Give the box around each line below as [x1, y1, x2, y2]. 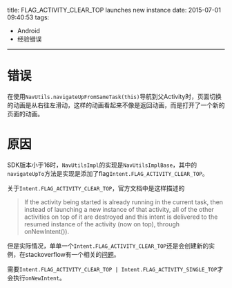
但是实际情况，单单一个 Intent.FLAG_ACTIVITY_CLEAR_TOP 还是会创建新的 [7, 242, 209, 250]
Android [17, 27, 40, 35]
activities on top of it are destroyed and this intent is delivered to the [23, 213, 218, 221]
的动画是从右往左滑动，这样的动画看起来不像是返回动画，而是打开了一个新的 [7, 100, 225, 109]
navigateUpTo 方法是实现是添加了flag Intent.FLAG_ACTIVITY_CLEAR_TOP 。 [7, 169, 209, 177]
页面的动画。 [7, 109, 43, 118]
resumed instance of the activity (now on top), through [23, 219, 180, 228]
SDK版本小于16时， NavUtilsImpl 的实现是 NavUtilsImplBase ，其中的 [7, 161, 197, 169]
